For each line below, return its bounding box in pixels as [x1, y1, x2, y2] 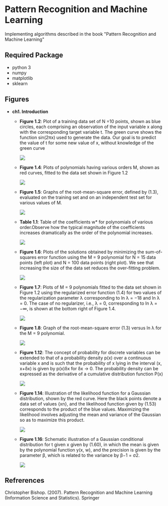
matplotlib [12, 75, 33, 81]
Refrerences [5, 476, 45, 485]
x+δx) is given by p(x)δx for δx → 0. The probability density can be [19, 365, 158, 371]
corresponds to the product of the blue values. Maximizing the [19, 406, 150, 412]
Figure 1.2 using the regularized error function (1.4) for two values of [19, 289, 162, 296]
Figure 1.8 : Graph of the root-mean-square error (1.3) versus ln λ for [19, 324, 162, 331]
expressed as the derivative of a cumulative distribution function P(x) [19, 371, 163, 377]
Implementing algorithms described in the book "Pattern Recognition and [5, 31, 156, 37]
